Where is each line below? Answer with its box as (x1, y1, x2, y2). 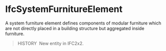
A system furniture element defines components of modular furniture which (5, 20, 161, 26)
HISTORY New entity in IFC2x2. (17, 40, 84, 46)
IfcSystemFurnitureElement (5, 3, 123, 15)
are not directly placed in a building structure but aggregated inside (5, 25, 144, 31)
